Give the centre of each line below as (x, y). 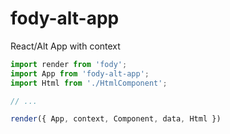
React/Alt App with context (65, 46)
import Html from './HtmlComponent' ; (89, 83)
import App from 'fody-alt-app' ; (80, 73)
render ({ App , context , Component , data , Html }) (116, 119)
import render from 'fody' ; (69, 64)
